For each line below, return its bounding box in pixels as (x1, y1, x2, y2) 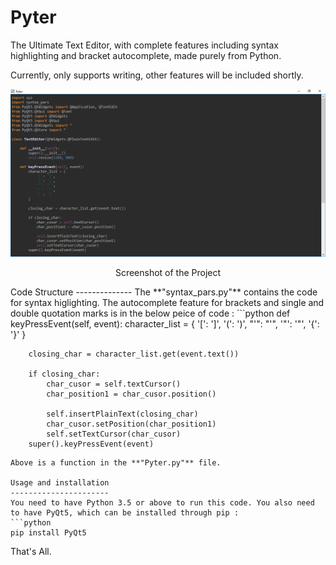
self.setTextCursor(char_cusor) (46, 429, 182, 439)
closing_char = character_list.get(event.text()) (28, 349, 240, 359)
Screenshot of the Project (114, 266, 222, 278)
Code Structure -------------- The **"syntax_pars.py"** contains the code (10, 286, 318, 298)
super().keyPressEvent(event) (28, 439, 155, 449)
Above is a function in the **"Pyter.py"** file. (10, 457, 222, 468)
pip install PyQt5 (10, 527, 87, 538)
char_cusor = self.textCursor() (46, 379, 182, 389)
